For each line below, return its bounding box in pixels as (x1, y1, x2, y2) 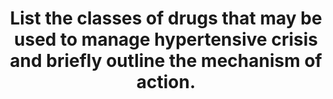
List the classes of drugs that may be (9, 7, 323, 30)
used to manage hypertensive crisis (14, 28, 318, 51)
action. (136, 71, 196, 94)
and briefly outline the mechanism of (9, 50, 323, 72)
